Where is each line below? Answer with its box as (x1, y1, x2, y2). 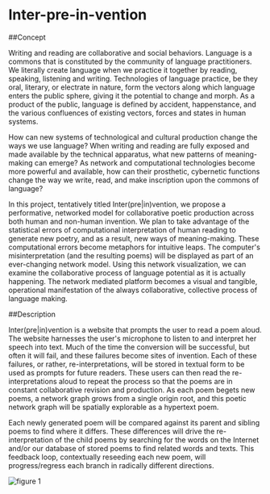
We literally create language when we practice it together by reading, (8, 65, 238, 74)
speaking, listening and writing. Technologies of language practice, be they (8, 73, 258, 83)
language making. (8, 293, 69, 304)
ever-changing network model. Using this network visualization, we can (8, 259, 247, 269)
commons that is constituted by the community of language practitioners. (8, 57, 252, 66)
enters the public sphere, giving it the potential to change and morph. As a (8, 90, 255, 100)
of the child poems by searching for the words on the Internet (55, 434, 260, 445)
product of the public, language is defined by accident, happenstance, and (8, 99, 256, 109)
